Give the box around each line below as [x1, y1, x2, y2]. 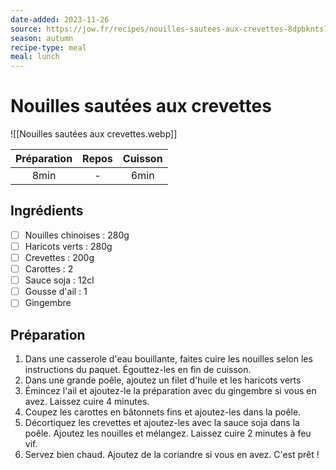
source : [10, 24, 43, 34]
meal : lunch [10, 52, 60, 62]
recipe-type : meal [10, 42, 87, 53]
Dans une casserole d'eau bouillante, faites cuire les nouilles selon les [24, 353, 313, 365]
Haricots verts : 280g [24, 240, 113, 252]
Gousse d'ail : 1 [24, 286, 88, 298]
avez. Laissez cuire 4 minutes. [24, 396, 150, 408]
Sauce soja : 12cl [24, 274, 95, 286]
